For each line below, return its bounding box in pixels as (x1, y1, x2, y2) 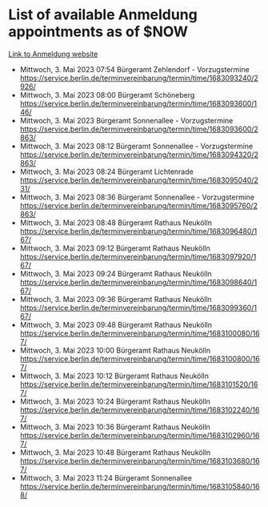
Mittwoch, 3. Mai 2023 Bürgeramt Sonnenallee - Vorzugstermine (19, 115, 234, 125)
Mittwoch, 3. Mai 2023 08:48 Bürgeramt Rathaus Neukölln (19, 218, 212, 227)
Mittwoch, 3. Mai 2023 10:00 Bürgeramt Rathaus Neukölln (19, 345, 210, 355)
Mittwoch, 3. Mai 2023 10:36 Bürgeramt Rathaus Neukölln (19, 422, 210, 432)
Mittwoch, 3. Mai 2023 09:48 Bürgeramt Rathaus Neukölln (19, 320, 212, 329)
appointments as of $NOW (8, 22, 189, 41)
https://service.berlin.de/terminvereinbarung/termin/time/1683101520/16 (19, 379, 258, 389)
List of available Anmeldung (8, 6, 198, 24)
